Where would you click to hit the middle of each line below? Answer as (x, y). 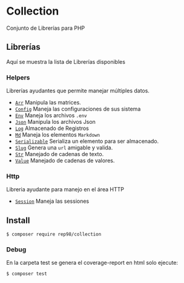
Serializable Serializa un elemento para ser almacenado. (87, 141)
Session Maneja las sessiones (52, 201)
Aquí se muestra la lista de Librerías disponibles (66, 61)
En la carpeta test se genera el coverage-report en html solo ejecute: (92, 263)
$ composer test (27, 274)
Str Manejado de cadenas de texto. (59, 154)
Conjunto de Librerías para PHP (46, 28)
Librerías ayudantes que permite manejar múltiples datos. (78, 91)
